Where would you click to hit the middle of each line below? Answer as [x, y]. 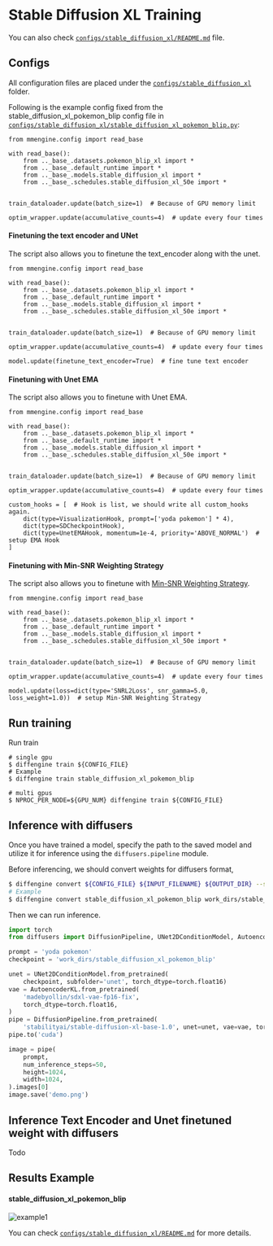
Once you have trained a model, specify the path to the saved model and [130, 845]
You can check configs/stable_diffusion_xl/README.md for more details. [130, 1233]
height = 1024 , [45, 1072]
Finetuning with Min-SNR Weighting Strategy [86, 565]
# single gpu [30, 758]
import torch [30, 929]
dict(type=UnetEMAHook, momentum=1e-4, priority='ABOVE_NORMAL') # [141, 533]
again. [19, 512]
